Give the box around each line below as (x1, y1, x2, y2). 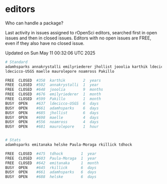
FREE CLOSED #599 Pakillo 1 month (5, 96, 101, 102)
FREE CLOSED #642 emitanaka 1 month (5, 161, 99, 166)
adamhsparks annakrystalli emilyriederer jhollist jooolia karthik (5, 64, 148, 69)
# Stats (5, 138, 21, 143)
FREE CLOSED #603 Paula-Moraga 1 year (5, 156, 97, 161)
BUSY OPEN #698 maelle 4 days (5, 115, 99, 120)
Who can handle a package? (5, 20, 64, 26)
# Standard (5, 59, 28, 64)
